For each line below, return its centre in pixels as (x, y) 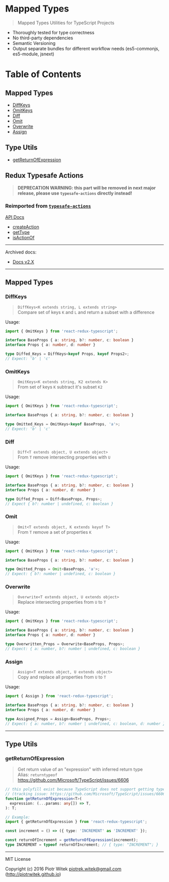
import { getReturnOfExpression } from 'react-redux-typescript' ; (76, 822)
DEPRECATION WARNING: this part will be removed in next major (87, 187)
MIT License (18, 859)
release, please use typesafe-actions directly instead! (75, 193)
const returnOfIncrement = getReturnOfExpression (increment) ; (72, 840)
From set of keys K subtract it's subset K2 (60, 387)
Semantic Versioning (34, 43)
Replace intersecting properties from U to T (62, 602)
